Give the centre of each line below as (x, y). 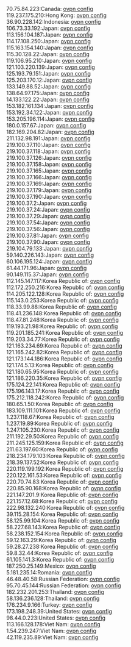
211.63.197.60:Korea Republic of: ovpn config (62, 449)
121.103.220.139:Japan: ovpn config (51, 67)
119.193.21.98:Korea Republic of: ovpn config (62, 326)
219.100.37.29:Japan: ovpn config (48, 216)
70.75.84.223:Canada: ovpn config (50, 9)
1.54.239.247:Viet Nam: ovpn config (51, 631)
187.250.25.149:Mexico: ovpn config (51, 566)
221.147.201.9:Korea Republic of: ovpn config (62, 495)
